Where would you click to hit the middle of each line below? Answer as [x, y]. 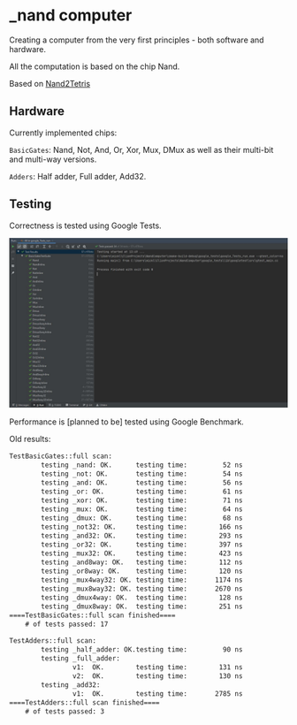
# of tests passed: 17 [67, 624]
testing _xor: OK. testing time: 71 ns [142, 500]
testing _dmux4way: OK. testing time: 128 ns [142, 598]
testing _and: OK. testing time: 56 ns [142, 483]
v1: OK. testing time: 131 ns [157, 667]
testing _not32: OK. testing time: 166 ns [142, 527]
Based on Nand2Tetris [50, 83]
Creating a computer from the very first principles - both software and [137, 40]
